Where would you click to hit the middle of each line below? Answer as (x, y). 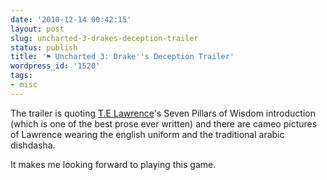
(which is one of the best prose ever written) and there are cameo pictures (164, 123)
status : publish (44, 47)
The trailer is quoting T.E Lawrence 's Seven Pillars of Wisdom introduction (163, 113)
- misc (24, 85)
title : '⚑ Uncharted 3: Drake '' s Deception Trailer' (122, 57)
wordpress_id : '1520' (55, 66)
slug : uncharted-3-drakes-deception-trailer (104, 38)
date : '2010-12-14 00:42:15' (71, 19)
